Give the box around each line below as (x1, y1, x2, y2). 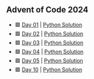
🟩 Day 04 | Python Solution (14, 48, 84, 55)
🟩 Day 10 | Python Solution (14, 66, 83, 73)
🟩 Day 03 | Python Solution (14, 39, 84, 46)
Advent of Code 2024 (6, 5, 89, 15)
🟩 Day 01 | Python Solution (14, 21, 83, 28)
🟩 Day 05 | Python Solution (14, 57, 84, 64)
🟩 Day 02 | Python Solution (14, 30, 84, 37)
